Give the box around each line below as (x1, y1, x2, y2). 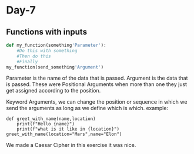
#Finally (16, 59, 38, 64)
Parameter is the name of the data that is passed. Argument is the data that (6, 74, 188, 82)
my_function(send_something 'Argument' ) (6, 64, 104, 70)
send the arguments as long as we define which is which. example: (6, 105, 169, 112)
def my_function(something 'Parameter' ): (6, 42, 107, 48)
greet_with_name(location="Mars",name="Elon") (6, 131, 122, 138)
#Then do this (16, 53, 51, 59)
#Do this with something (16, 47, 78, 53)
